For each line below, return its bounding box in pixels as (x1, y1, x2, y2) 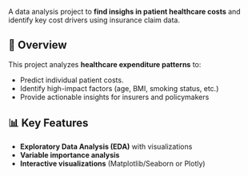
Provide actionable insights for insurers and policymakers (19, 92, 210, 102)
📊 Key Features (8, 116, 89, 130)
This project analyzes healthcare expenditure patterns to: (8, 59, 202, 69)
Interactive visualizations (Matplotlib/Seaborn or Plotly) (19, 158, 206, 168)
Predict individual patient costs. (19, 75, 124, 85)
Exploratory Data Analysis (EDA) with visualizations (19, 142, 193, 151)
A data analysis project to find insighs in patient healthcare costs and (8, 7, 242, 16)
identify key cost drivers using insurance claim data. (8, 15, 180, 25)
